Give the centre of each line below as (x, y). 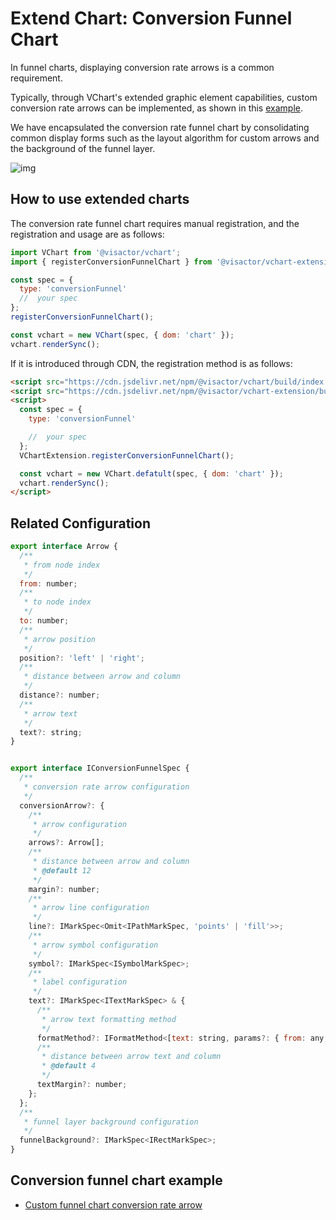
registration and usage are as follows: (87, 234)
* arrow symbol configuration (95, 945)
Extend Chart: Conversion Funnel (151, 18)
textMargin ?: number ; (82, 1085)
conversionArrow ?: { (62, 805)
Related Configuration (80, 523)
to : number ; (44, 621)
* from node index (62, 565)
